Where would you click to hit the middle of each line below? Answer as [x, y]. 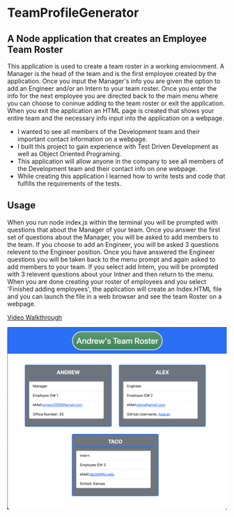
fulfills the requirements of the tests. [69, 183]
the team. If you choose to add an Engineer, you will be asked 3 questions [113, 244]
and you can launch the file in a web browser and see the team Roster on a [115, 296]
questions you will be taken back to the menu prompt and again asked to [111, 259]
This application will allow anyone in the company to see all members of [120, 161]
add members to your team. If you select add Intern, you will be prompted [113, 267]
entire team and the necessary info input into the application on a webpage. [116, 118]
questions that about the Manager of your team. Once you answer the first [114, 230]
